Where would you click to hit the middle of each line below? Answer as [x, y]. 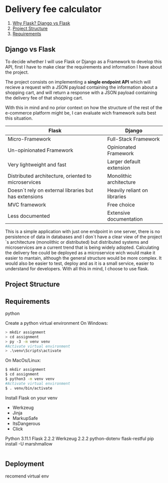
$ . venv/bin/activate [29, 388]
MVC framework [27, 205]
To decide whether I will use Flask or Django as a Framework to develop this [83, 62]
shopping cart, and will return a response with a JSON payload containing [81, 92]
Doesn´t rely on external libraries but [50, 190]
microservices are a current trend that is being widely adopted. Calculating [82, 247]
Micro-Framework [29, 139]
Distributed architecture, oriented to [49, 176]
